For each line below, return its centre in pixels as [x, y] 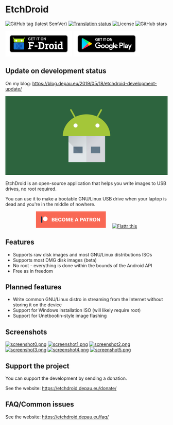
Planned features [33, 287]
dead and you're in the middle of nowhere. [50, 204]
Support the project [37, 366]
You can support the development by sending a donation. [66, 378]
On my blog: [18, 83]
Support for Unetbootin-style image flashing [60, 316]
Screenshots [26, 332]
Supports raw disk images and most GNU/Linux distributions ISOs [82, 254]
